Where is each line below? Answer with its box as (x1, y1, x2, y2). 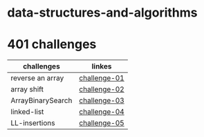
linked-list (10, 107, 44, 117)
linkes (91, 62, 112, 71)
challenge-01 (79, 73, 124, 83)
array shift (10, 84, 44, 94)
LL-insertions (10, 118, 55, 128)
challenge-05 (79, 118, 124, 128)
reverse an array (10, 73, 64, 83)
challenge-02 (79, 84, 124, 94)
